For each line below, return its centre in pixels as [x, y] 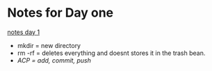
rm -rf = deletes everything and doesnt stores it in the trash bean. [111, 53]
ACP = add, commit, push [54, 60]
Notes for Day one [60, 13]
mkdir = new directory [49, 45]
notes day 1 [24, 32]
